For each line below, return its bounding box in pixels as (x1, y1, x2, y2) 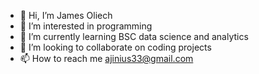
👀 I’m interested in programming (19, 20, 153, 32)
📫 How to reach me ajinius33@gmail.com (19, 53, 194, 64)
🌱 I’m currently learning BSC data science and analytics (19, 31, 249, 42)
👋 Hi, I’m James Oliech (19, 10, 113, 21)
